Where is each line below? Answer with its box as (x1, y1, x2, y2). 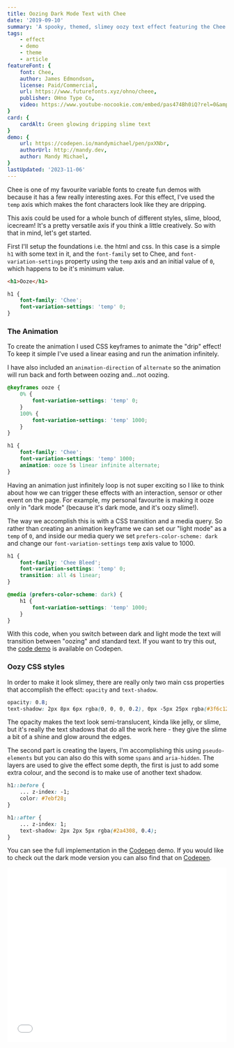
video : (19, 101, 39, 108)
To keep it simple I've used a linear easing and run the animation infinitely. (7, 350, 219, 358)
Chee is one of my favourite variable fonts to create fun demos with (7, 185, 201, 194)
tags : (7, 29, 23, 37)
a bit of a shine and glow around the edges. (7, 733, 132, 741)
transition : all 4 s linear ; (19, 572, 101, 579)
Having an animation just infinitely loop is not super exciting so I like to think (7, 481, 224, 489)
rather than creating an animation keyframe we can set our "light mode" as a (7, 524, 227, 532)
